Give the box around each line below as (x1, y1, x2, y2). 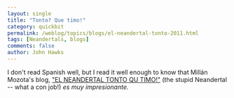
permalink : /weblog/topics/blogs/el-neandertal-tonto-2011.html (7, 29, 199, 37)
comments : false (7, 42, 55, 49)
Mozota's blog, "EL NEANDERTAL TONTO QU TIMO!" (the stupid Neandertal (7, 75, 228, 83)
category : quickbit (7, 23, 64, 30)
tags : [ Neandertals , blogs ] (7, 36, 90, 43)
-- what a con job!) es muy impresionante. (7, 83, 129, 91)
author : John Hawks (7, 49, 64, 56)
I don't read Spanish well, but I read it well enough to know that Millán (7, 67, 208, 76)
